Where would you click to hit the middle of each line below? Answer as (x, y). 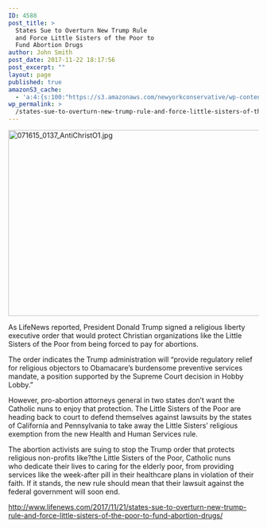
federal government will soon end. (64, 491)
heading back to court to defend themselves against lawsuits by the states (130, 417)
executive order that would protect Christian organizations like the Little (125, 336)
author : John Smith (41, 52)
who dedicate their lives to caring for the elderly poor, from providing (121, 466)
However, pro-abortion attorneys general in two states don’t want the (122, 400)
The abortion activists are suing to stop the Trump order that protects (122, 449)
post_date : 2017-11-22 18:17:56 (62, 60)
